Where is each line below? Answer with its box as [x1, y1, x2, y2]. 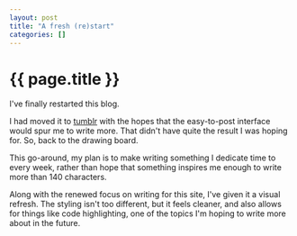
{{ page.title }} [9, 68, 121, 89]
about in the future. [9, 218, 81, 229]
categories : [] [9, 30, 67, 39]
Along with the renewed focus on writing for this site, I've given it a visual [9, 189, 281, 200]
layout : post [9, 13, 58, 23]
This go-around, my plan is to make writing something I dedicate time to [9, 152, 276, 163]
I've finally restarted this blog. [9, 98, 120, 109]
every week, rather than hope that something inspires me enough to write [9, 162, 282, 173]
